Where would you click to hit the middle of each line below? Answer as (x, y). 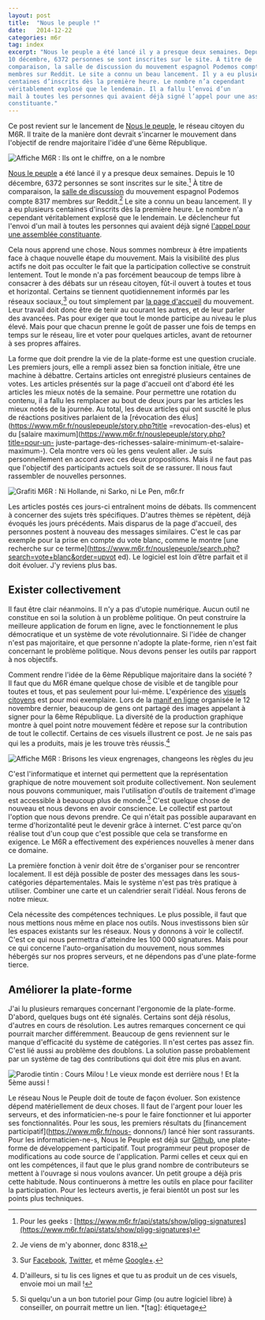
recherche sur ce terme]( (49, 548)
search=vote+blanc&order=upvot (62, 557)
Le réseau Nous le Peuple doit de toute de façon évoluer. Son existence (124, 1098)
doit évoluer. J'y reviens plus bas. (63, 566)
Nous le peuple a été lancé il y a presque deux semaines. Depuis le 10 (121, 174)
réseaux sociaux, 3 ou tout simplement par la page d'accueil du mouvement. (131, 301)
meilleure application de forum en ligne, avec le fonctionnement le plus (123, 626)
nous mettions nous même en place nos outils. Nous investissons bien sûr (129, 923)
